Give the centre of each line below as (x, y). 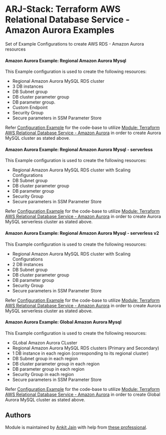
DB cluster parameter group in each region (56, 364)
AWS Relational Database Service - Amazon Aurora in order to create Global (83, 394)
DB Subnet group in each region (45, 358)
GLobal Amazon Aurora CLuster (45, 342)
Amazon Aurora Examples (60, 30)
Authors (18, 415)
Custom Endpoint (30, 108)
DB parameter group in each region (48, 369)
